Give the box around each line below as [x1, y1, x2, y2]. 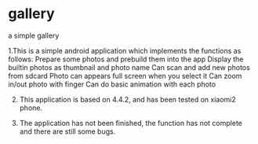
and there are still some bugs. [19, 127, 116, 136]
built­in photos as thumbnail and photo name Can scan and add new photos [8, 62, 251, 72]
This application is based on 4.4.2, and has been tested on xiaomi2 [19, 94, 237, 104]
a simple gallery [8, 31, 60, 40]
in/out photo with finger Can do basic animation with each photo [8, 79, 216, 89]
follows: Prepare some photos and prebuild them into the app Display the [8, 54, 244, 64]
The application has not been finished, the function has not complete [19, 118, 243, 127]
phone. [19, 103, 43, 113]
